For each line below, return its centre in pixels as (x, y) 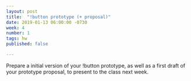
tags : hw (17, 38)
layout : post (22, 11)
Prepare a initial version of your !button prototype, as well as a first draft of (96, 65)
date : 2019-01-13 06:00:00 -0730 (47, 22)
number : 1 (18, 33)
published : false (27, 44)
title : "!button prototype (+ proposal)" (58, 17)
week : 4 (15, 28)
